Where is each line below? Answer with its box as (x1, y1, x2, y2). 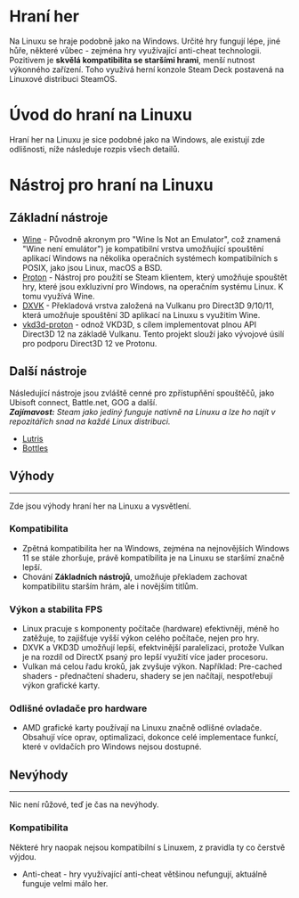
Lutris (21, 433, 44, 444)
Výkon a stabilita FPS (9, 603, 103, 616)
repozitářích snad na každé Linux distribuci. (9, 416, 171, 427)
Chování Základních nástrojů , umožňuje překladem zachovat (21, 571, 247, 582)
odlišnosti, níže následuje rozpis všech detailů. (9, 143, 181, 154)
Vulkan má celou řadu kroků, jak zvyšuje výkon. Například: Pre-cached (21, 661, 283, 672)
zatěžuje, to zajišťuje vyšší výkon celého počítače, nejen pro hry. (21, 633, 260, 643)
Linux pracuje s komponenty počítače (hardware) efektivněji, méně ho (21, 624, 279, 634)
